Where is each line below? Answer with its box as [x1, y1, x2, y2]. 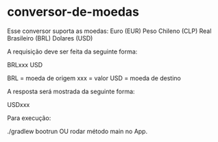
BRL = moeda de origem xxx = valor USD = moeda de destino [7, 73, 182, 82]
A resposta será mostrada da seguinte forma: [7, 87, 135, 95]
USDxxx [7, 100, 30, 108]
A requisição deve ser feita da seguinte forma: [7, 47, 138, 56]
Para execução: [7, 114, 51, 122]
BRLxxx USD [7, 60, 43, 69]
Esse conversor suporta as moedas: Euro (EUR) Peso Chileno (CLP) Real [7, 27, 212, 35]
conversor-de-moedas [7, 4, 139, 20]
